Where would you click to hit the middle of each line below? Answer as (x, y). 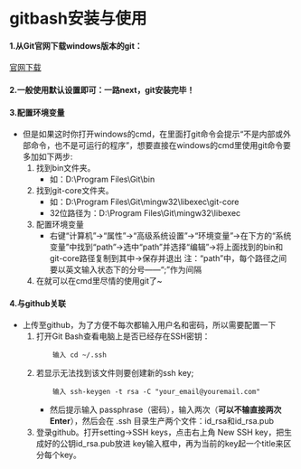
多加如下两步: (47, 157)
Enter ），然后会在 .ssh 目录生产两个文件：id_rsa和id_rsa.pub (161, 421)
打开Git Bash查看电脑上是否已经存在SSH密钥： (123, 336)
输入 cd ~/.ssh (80, 355)
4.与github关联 (38, 303)
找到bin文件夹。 (66, 168)
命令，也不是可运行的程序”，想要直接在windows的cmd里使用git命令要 (161, 145)
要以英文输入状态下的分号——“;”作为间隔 (125, 270)
